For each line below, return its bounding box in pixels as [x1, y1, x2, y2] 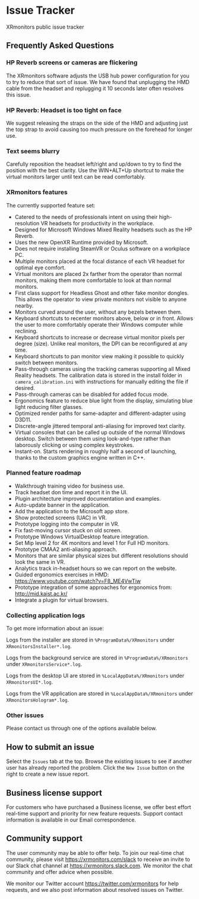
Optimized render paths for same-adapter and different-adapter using [14, 410, 186, 417]
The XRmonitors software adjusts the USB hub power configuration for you [6, 72, 189, 79]
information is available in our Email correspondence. [6, 816, 137, 823]
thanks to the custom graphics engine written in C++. [14, 454, 146, 461]
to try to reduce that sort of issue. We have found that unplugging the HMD [6, 78, 190, 85]
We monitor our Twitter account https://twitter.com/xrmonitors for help [6, 880, 179, 887]
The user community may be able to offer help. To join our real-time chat [6, 849, 184, 856]
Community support [6, 833, 83, 844]
